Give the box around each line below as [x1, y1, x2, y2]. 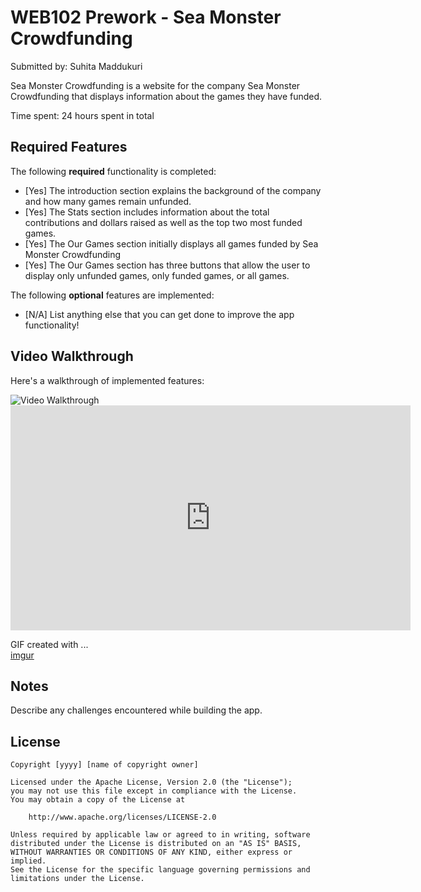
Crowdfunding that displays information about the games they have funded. [10, 90, 323, 102]
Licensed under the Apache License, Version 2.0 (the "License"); [10, 777, 293, 788]
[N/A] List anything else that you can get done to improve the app [24, 308, 295, 320]
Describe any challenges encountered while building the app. [10, 704, 263, 716]
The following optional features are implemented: [10, 289, 215, 301]
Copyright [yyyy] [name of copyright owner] [10, 760, 199, 770]
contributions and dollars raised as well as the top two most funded [24, 216, 303, 228]
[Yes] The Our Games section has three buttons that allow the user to [24, 259, 311, 271]
